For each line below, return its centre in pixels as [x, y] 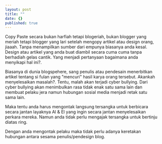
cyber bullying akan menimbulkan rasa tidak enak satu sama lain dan [74, 87]
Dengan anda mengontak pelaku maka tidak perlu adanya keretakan [73, 131]
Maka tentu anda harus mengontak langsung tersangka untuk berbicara [77, 107]
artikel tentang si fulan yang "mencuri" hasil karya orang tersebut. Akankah [80, 77]
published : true [21, 23]
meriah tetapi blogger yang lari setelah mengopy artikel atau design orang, [80, 42]
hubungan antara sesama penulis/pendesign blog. [55, 137]
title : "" [15, 14]
